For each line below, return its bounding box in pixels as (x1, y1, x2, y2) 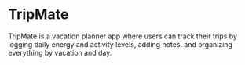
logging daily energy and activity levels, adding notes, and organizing (8, 39, 233, 49)
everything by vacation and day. (8, 48, 112, 57)
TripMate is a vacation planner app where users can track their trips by (8, 31, 238, 41)
